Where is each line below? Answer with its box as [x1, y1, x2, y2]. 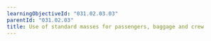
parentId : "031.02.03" [6, 17, 74, 24]
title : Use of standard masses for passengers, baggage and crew [6, 23, 204, 30]
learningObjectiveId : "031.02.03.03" [6, 10, 119, 17]
